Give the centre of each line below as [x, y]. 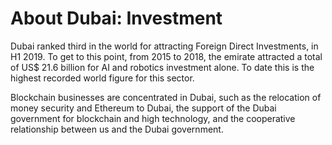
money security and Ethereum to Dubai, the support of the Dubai [143, 108]
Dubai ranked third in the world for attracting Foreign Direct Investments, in [164, 46]
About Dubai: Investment [116, 18]
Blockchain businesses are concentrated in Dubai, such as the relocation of [166, 97]
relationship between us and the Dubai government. [117, 129]
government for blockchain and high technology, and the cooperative [153, 118]
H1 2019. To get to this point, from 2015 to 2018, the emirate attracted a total [166, 56]
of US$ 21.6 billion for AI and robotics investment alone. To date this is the [162, 67]
